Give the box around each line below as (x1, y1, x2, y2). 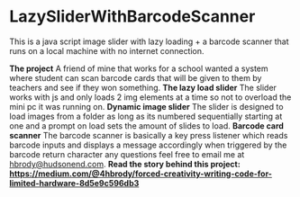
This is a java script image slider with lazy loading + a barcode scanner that (9, 36, 290, 47)
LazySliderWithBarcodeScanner (9, 6, 256, 27)
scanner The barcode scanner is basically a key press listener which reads (9, 130, 288, 140)
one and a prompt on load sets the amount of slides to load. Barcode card (9, 120, 284, 131)
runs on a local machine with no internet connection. (9, 45, 205, 56)
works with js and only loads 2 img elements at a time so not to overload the (9, 92, 292, 103)
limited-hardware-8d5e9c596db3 (9, 177, 140, 188)
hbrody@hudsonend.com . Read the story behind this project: (9, 158, 241, 169)
